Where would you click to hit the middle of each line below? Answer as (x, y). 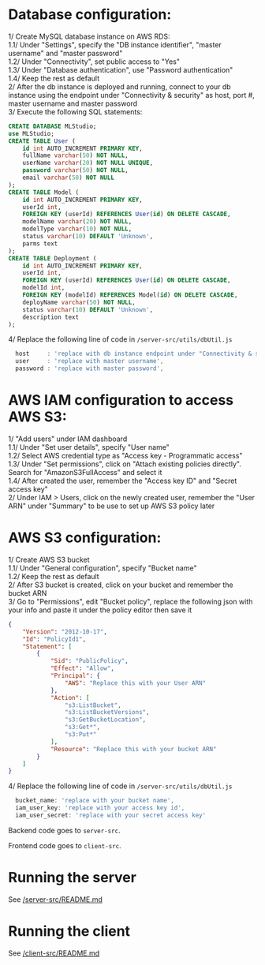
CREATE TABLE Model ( (44, 192)
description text (51, 317)
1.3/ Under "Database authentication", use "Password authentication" (121, 69)
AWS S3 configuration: (85, 538)
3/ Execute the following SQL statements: (75, 111)
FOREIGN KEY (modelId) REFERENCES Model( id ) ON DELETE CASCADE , (130, 295)
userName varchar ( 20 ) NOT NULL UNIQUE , (88, 163)
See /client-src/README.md (54, 953)
